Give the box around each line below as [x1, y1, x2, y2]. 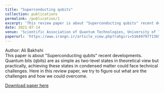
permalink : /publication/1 [5, 16, 60, 21]
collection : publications [5, 12, 58, 16]
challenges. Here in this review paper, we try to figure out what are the [5, 68, 147, 74]
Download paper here [5, 82, 49, 88]
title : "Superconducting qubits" [5, 7, 73, 12]
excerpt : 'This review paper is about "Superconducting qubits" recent [5, 20, 154, 26]
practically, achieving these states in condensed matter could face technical [5, 62, 158, 68]
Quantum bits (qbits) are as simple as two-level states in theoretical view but [5, 58, 159, 63]
